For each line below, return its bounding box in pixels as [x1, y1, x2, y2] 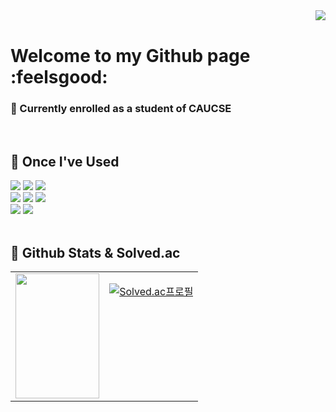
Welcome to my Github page [10, 45, 251, 68]
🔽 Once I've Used [10, 153, 120, 170]
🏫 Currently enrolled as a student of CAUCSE [10, 102, 232, 116]
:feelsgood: [10, 66, 108, 89]
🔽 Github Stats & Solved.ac [10, 244, 181, 261]
